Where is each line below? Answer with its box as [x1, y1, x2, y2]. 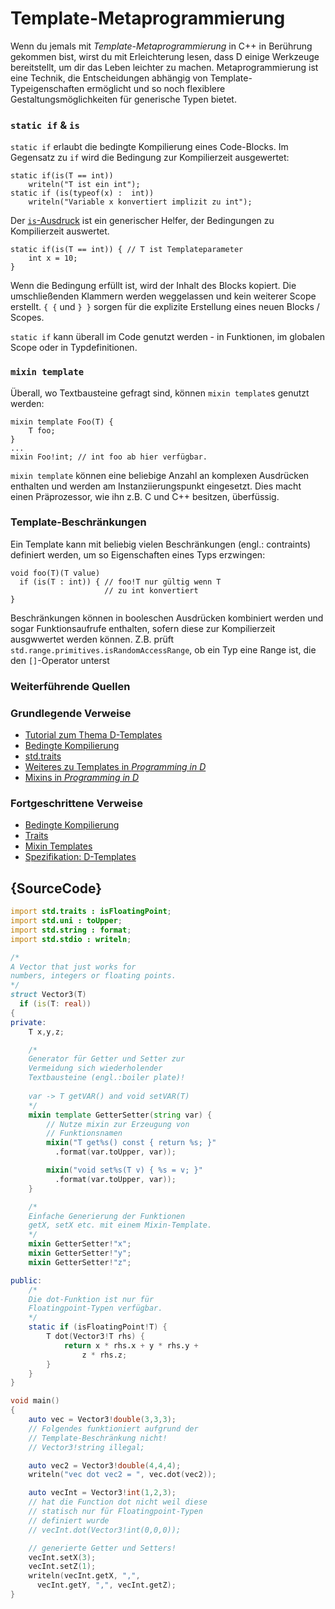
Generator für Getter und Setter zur [28, 1054, 186, 1064]
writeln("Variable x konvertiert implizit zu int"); [28, 197, 253, 207]
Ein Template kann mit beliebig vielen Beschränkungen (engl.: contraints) [10, 538, 312, 550]
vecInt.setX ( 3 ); [28, 1552, 97, 1562]
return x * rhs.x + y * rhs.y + [63, 1340, 199, 1351]
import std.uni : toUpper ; [10, 916, 123, 926]
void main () [10, 1396, 60, 1406]
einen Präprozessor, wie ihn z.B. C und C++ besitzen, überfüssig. [10, 490, 280, 502]
